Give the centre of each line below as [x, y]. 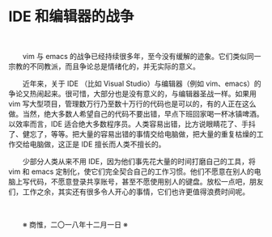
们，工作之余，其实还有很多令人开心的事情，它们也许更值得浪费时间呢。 [129, 192]
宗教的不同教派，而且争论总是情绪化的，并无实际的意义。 [104, 66]
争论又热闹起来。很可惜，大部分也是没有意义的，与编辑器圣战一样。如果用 [132, 93]
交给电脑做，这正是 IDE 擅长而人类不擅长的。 [90, 144]
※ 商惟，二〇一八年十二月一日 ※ [75, 224]
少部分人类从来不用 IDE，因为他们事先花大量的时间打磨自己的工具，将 [140, 161]
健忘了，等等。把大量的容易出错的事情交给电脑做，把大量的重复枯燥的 [139, 133]
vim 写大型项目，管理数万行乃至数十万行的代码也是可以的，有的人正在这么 [132, 104]
